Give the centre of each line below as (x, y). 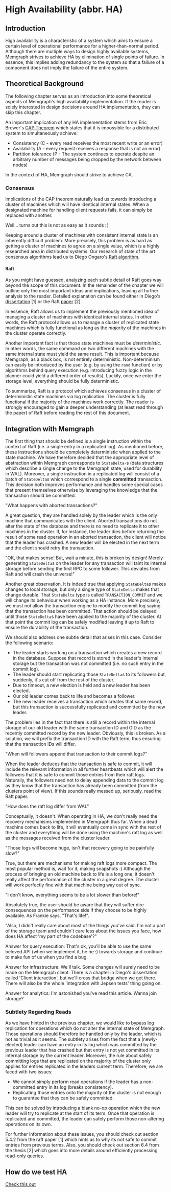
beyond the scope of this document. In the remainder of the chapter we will (85, 285)
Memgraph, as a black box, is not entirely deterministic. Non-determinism (83, 359)
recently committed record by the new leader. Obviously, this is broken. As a (86, 733)
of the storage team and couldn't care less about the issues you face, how (83, 931)
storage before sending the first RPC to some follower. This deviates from (82, 569)
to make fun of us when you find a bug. (47, 957)
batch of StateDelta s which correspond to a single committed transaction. (84, 479)
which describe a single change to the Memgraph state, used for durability (84, 468)
